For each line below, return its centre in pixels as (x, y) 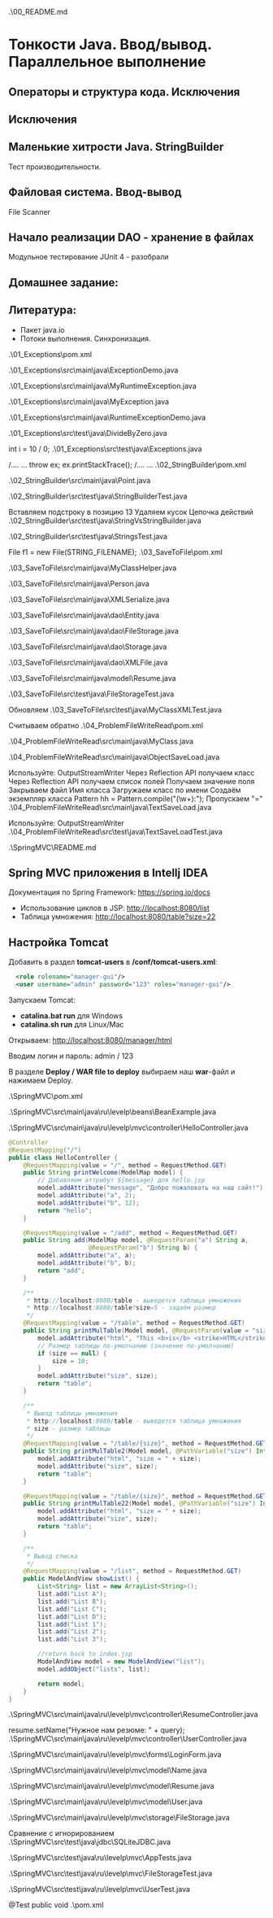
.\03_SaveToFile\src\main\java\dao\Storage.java (88, 647)
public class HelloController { (63, 1157)
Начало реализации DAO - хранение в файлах (131, 237)
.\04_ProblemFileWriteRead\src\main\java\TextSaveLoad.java (110, 807)
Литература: (43, 310)
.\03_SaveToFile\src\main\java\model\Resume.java (92, 678)
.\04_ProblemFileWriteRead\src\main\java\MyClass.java (101, 741)
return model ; (61, 1684)
